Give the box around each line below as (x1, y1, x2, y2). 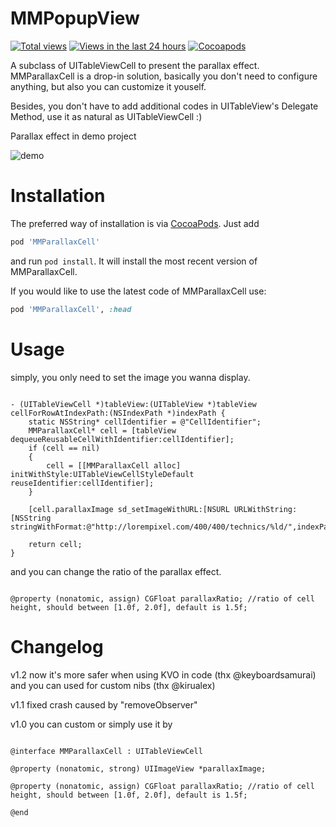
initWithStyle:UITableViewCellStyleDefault (10, 469, 195, 479)
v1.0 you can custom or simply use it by (10, 718, 173, 730)
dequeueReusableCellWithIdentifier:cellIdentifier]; (10, 434, 235, 444)
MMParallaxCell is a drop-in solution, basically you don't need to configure (10, 70, 318, 82)
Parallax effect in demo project (10, 130, 137, 142)
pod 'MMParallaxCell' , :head (10, 304, 132, 314)
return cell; (28, 539, 83, 549)
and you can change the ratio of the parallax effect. (10, 565, 222, 577)
